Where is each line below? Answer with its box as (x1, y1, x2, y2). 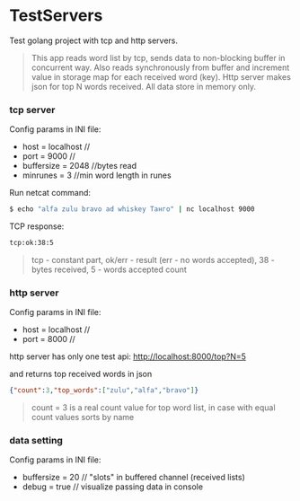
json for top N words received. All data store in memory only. (31, 81, 256, 92)
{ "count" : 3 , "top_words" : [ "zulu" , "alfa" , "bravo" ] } (9, 386, 199, 395)
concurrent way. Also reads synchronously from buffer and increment (31, 62, 290, 73)
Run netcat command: (9, 188, 92, 198)
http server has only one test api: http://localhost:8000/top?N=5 (9, 351, 247, 362)
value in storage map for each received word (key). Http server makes (31, 71, 292, 82)
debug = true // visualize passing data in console (22, 481, 204, 492)
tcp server (9, 103, 56, 116)
